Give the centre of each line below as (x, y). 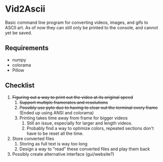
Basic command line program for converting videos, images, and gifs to (77, 22)
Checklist (20, 85)
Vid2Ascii (25, 9)
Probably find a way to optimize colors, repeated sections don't (90, 128)
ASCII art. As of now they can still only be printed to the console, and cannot (81, 27)
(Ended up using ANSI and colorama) (56, 112)
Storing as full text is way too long (53, 144)
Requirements (27, 48)
